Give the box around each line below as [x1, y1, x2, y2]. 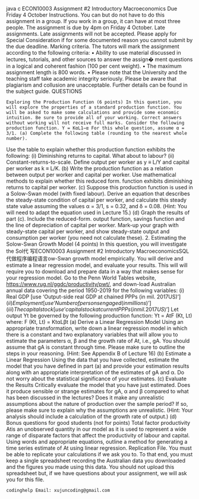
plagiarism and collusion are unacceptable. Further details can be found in [6, 81, 188, 88]
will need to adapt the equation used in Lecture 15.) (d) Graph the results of [6, 209, 190, 216]
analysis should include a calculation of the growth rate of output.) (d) [6, 413, 177, 420]
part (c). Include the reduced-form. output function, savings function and [6, 215, 185, 222]
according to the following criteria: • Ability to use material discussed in [6, 49, 181, 56]
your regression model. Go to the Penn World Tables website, [6, 274, 156, 281]
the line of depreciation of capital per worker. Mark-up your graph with [6, 222, 179, 228]
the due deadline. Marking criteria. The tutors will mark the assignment [6, 43, 179, 50]
